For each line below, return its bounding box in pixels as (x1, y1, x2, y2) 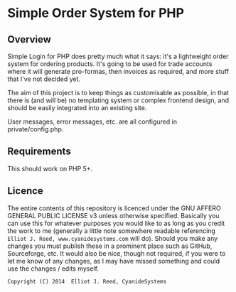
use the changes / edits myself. (7, 264, 100, 273)
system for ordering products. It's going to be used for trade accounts (7, 60, 213, 68)
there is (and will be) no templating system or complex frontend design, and (7, 96, 230, 104)
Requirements (7, 146, 71, 158)
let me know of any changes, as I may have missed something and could (7, 256, 220, 265)
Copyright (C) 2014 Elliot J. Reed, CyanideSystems (7, 278, 167, 285)
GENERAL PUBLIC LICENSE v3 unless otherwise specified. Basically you (7, 211, 220, 220)
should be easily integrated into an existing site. (7, 104, 147, 112)
